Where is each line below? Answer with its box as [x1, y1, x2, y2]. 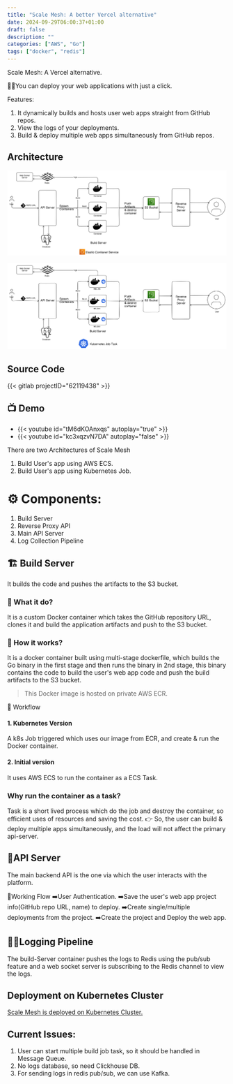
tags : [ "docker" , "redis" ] [7, 48, 86, 55]
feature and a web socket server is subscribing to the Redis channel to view [7, 962, 225, 970]
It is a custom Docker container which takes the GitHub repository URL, [7, 613, 211, 621]
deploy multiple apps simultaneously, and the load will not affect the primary [7, 824, 226, 833]
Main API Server [17, 529, 64, 537]
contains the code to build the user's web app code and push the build [7, 668, 210, 677]
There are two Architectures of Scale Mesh [7, 446, 131, 454]
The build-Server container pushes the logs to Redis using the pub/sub [7, 954, 211, 963]
